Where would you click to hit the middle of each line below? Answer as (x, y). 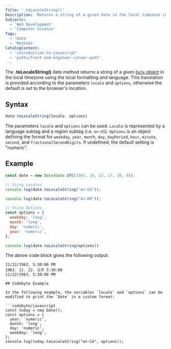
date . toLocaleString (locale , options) (46, 116)
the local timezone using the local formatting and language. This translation (84, 78)
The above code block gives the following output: (57, 255)
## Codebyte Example (27, 284)
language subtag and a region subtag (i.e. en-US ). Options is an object (78, 131)
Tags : (11, 34)
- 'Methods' (23, 43)
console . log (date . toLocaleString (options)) (52, 246)
